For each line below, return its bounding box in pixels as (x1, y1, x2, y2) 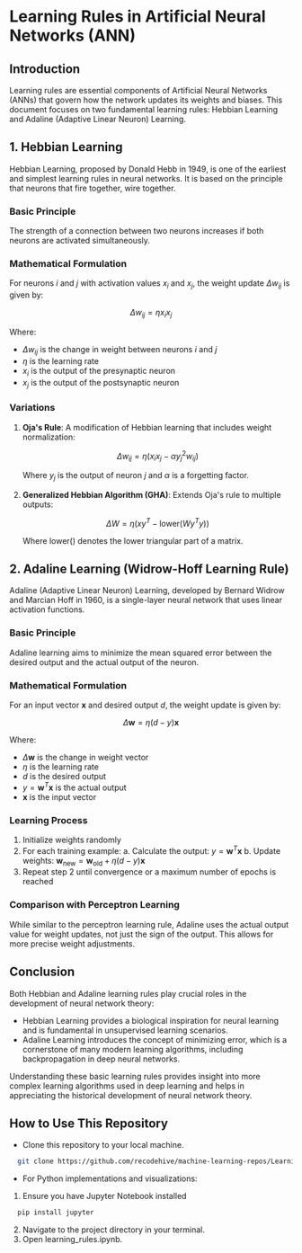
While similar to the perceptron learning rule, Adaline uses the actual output (9, 919, 289, 929)
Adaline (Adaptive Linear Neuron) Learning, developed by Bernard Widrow (9, 585, 285, 596)
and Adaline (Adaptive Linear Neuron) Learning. (9, 114, 187, 124)
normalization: (22, 431, 76, 442)
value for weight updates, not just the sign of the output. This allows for (9, 929, 274, 939)
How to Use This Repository (9, 1115, 169, 1131)
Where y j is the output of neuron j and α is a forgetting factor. (22, 470, 250, 483)
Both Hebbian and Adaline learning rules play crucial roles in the (9, 988, 247, 999)
